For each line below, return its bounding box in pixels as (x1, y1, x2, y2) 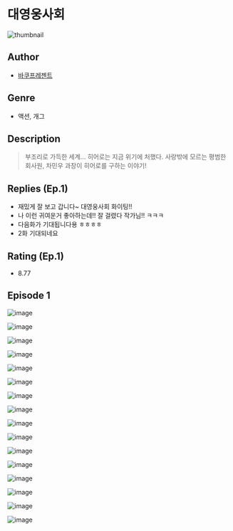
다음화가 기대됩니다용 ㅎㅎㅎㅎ (17, 220, 102, 228)
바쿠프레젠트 (17, 70, 53, 79)
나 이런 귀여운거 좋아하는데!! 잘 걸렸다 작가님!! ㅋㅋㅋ (17, 211, 164, 220)
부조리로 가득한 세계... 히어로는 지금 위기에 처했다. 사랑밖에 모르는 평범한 (24, 152, 227, 161)
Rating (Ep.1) (7, 250, 64, 262)
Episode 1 (7, 290, 51, 302)
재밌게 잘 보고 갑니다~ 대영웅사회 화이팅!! (17, 202, 133, 211)
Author (7, 51, 39, 63)
